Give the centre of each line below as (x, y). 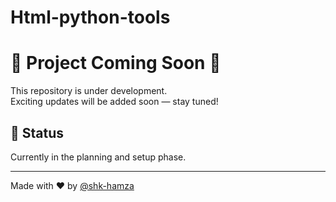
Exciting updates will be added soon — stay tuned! (114, 102)
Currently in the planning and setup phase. (98, 157)
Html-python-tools (90, 17)
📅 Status (37, 132)
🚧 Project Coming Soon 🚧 (116, 63)
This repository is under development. (89, 91)
